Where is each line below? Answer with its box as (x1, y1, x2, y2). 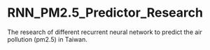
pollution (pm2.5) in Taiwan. (7, 35, 87, 43)
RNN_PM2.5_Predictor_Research (7, 5, 203, 21)
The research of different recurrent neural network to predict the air (7, 28, 203, 36)
